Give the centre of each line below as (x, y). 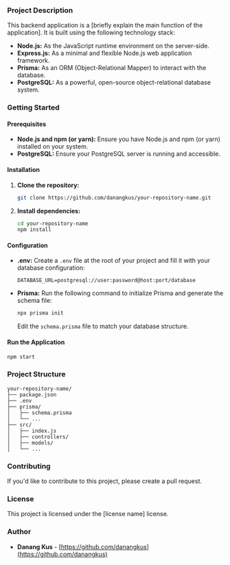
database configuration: (51, 268)
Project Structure (36, 374)
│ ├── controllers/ (38, 437)
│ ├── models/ (30, 443)
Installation (23, 170)
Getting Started (33, 107)
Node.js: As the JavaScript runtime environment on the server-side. (113, 46)
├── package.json (32, 394)
